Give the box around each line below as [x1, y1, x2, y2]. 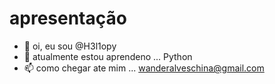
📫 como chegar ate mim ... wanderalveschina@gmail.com [23, 62, 265, 74]
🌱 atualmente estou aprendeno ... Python [23, 50, 193, 62]
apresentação [9, 7, 127, 30]
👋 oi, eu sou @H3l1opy [23, 40, 117, 52]
